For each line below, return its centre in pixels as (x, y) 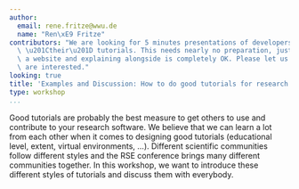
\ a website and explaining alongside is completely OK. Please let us (153, 59)
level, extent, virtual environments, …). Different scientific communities (139, 146)
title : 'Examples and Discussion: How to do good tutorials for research (149, 84)
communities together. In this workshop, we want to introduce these (134, 165)
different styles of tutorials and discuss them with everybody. (121, 174)
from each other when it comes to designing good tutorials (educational (141, 136)
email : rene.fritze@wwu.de (67, 26)
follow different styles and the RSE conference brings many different (135, 155)
